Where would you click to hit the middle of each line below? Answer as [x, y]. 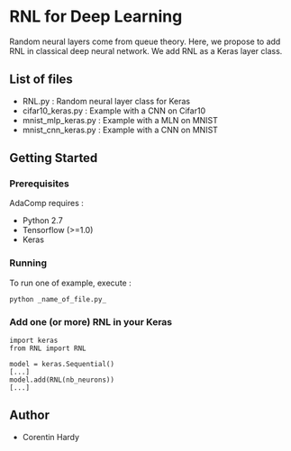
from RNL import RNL [48, 348]
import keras [34, 341]
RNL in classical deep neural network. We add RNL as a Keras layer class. [146, 50]
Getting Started [54, 158]
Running [28, 263]
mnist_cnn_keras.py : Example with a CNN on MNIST [120, 130]
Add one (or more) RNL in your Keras [91, 321]
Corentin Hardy [50, 437]
